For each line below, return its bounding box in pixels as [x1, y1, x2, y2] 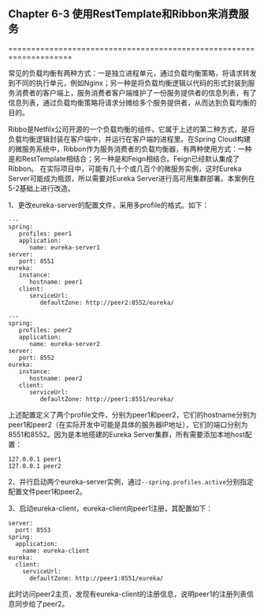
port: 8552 [18, 354, 55, 362]
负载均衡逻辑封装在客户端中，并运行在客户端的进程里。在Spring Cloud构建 [8, 134, 251, 143]
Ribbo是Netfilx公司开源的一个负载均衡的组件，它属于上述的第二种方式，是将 [8, 124, 255, 134]
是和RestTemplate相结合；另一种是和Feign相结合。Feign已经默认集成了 [8, 154, 240, 163]
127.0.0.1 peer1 [8, 455, 61, 463]
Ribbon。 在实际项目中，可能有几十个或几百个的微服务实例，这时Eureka [8, 164, 242, 173]
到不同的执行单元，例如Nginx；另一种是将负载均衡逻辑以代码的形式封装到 [8, 78, 248, 87]
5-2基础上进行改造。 [8, 184, 75, 193]
